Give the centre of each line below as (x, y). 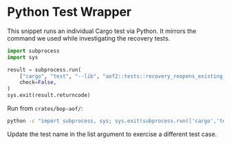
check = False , (38, 82)
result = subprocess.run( (44, 69)
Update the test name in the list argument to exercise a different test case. (112, 134)
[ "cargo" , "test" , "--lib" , (59, 76)
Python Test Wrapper (69, 12)
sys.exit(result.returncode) (49, 96)
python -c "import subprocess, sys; (59, 121)
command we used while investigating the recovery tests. (89, 38)
